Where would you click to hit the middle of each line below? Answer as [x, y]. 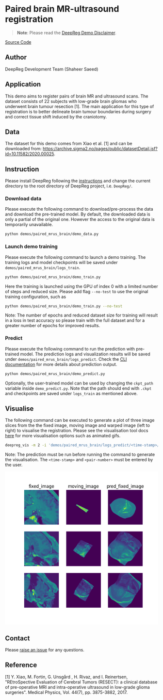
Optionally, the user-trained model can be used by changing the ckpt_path [79, 383]
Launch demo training [32, 247]
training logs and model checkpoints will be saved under [61, 262]
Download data [23, 199]
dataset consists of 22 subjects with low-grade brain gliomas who [71, 101]
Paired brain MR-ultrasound [62, 9]
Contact [17, 638]
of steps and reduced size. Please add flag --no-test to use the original [77, 291]
